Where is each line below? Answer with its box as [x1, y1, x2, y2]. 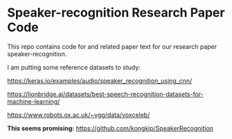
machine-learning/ [7, 97, 60, 105]
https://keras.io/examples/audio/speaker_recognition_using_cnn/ [7, 76, 193, 84]
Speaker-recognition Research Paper [7, 5, 225, 21]
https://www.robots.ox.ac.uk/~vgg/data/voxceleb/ [7, 111, 150, 119]
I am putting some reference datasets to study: [7, 63, 141, 71]
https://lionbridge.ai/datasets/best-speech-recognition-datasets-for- [7, 90, 204, 98]
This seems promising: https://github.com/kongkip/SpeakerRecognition [7, 124, 213, 132]
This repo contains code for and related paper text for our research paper [7, 42, 217, 50]
